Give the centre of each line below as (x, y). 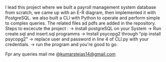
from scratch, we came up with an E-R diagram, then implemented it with (81, 12)
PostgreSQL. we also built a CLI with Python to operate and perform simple (83, 18)
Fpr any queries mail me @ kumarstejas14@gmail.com (60, 54)
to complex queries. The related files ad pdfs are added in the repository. (81, 23)
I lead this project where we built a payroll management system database (81, 7)
